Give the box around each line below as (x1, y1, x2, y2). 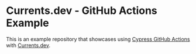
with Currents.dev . (6, 42, 51, 49)
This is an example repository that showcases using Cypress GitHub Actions (6, 35, 190, 42)
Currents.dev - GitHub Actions (6, 4, 158, 17)
